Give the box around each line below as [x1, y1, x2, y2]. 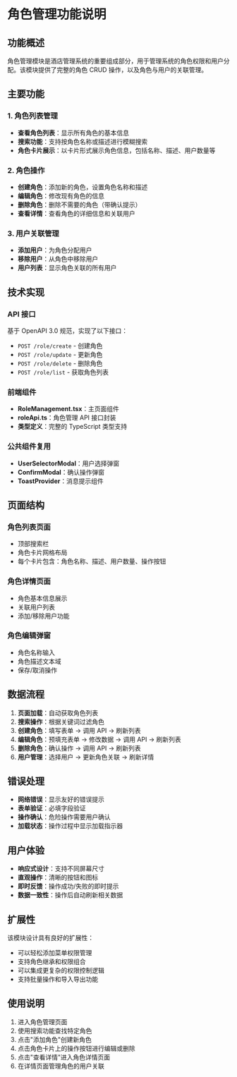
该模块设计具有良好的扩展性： [7, 934, 94, 942]
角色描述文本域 [17, 657, 61, 665]
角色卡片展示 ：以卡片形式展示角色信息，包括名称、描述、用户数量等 [17, 146, 216, 154]
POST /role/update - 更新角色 [17, 350, 103, 358]
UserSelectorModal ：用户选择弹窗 [17, 459, 120, 468]
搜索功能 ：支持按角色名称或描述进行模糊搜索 [17, 137, 148, 145]
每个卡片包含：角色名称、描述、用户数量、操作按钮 [17, 557, 166, 566]
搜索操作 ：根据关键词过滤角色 [17, 717, 104, 726]
